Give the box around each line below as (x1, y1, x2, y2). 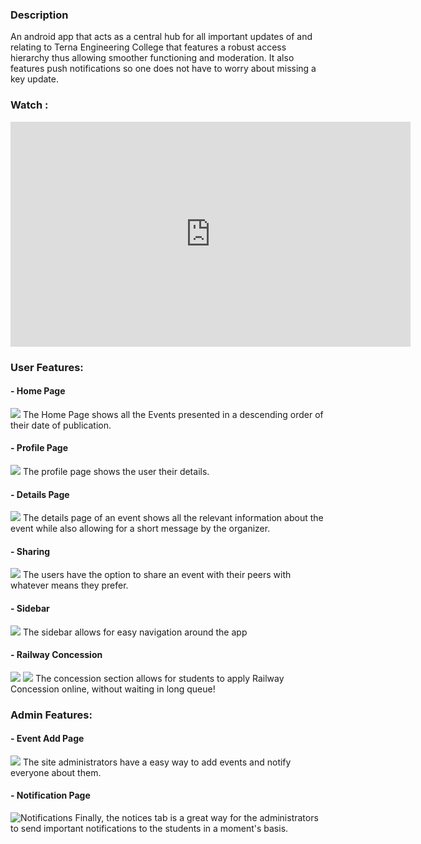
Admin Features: (10, 708, 93, 722)
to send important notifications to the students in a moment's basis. (10, 823, 289, 835)
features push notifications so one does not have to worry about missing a (10, 63, 317, 75)
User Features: (10, 360, 84, 374)
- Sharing (10, 545, 50, 557)
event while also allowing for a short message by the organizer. (10, 523, 271, 535)
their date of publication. (10, 419, 112, 431)
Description (10, 8, 69, 22)
